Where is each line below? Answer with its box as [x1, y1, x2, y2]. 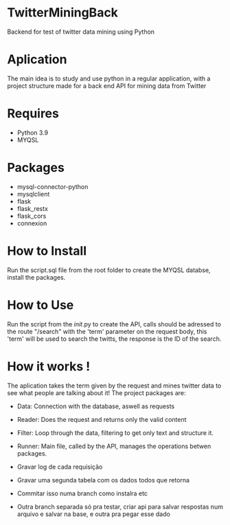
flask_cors [16, 212, 47, 220]
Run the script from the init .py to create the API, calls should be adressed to [7, 320, 222, 328]
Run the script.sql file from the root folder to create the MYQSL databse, [7, 266, 211, 274]
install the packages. [7, 273, 66, 281]
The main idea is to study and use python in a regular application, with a [7, 74, 211, 82]
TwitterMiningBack [7, 5, 119, 21]
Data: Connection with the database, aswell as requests [16, 402, 175, 410]
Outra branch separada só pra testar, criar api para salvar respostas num [16, 502, 223, 511]
